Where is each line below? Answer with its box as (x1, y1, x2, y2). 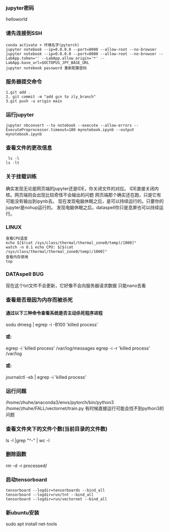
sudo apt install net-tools (6, 521, 57, 527)
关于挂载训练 (6, 173, 37, 180)
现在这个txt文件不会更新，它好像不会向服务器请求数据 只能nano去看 (6, 283, 146, 289)
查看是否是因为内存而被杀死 (6, 296, 73, 303)
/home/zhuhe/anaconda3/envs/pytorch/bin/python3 (6, 400, 114, 406)
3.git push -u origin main (6, 98, 62, 104)
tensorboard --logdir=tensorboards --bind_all (6, 488, 105, 493)
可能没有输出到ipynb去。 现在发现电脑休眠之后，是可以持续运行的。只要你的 (6, 198, 164, 204)
